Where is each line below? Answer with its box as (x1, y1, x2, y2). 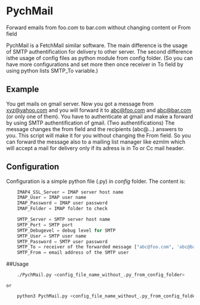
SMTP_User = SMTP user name (17, 233, 86, 239)
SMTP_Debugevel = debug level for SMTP (17, 228, 116, 234)
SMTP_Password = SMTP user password (17, 238, 108, 245)
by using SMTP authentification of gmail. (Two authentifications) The (6, 119, 175, 126)
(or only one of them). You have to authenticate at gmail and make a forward (6, 113, 193, 120)
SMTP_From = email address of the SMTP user (17, 250, 129, 256)
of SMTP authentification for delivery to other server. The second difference (6, 48, 193, 55)
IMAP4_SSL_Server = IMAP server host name (17, 189, 124, 195)
